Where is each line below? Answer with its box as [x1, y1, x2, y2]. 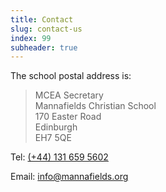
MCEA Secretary [34, 89, 104, 101]
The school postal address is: [10, 70, 132, 82]
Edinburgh [34, 121, 78, 133]
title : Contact [10, 14, 74, 25]
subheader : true [10, 42, 78, 53]
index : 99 [10, 33, 52, 43]
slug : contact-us [10, 24, 83, 34]
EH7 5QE [34, 132, 72, 144]
